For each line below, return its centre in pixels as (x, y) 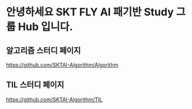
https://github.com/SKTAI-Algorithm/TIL (54, 99)
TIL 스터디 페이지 (35, 85)
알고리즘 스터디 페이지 (43, 50)
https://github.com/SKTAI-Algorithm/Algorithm (62, 65)
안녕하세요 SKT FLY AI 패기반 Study (90, 12)
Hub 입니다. (46, 27)
